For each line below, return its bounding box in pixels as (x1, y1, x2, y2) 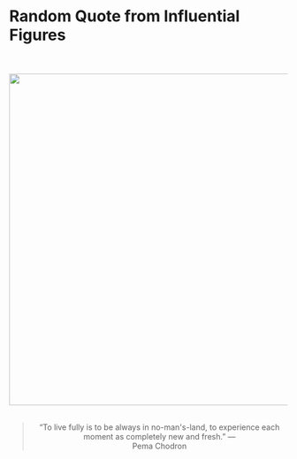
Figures (9, 25, 66, 45)
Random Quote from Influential (9, 6, 240, 27)
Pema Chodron (132, 440, 187, 451)
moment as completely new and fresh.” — (83, 431, 236, 441)
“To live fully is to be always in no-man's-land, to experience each (39, 422, 280, 432)
